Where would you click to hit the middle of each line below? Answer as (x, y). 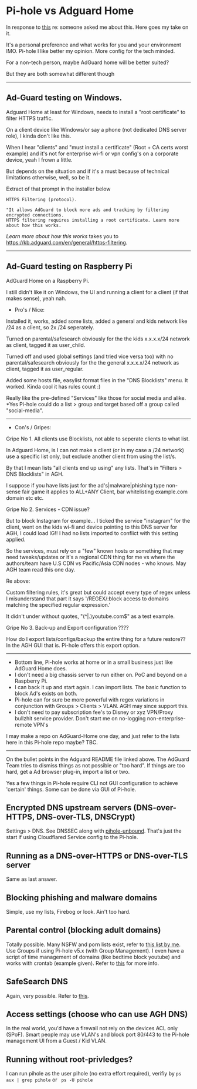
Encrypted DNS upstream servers (69, 808)
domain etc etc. (25, 497)
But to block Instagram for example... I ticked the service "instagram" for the (98, 520)
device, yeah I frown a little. (39, 159)
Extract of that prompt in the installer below (58, 189)
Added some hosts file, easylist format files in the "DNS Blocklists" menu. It (97, 380)
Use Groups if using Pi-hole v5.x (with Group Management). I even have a (95, 950)
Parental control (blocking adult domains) (84, 930)
